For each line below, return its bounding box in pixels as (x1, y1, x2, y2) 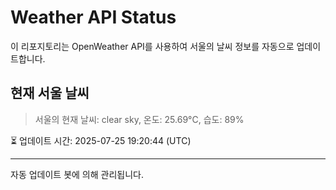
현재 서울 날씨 (10, 85, 90, 102)
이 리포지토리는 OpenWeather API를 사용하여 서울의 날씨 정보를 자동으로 (10, 40, 295, 52)
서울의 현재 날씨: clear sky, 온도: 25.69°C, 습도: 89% (34, 113, 245, 125)
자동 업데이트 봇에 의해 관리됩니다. (10, 168, 144, 180)
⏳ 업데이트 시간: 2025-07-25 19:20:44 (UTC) (10, 134, 192, 146)
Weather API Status (10, 6, 177, 29)
